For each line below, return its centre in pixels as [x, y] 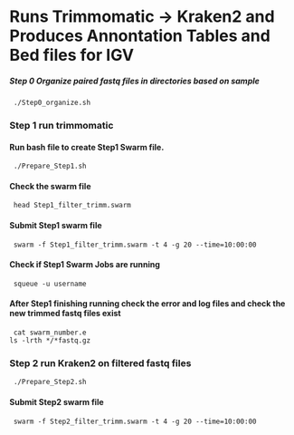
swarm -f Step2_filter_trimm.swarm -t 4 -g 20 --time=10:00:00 [135, 421]
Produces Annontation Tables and [140, 36]
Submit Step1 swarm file [56, 226]
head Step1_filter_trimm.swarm [72, 206]
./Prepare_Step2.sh [50, 382]
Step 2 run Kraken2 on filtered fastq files [100, 363]
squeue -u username [50, 284]
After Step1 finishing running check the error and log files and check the [147, 304]
